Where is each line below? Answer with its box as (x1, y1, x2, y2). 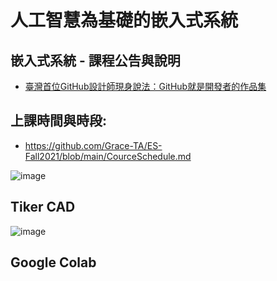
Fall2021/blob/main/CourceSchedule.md (24, 150, 192, 162)
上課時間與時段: (10, 112, 108, 130)
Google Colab (10, 254, 97, 271)
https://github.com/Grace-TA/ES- (24, 139, 163, 151)
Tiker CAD (10, 199, 76, 216)
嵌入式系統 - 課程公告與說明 (10, 52, 181, 69)
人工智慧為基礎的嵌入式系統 (10, 9, 239, 32)
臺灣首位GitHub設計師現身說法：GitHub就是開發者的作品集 (24, 81, 267, 92)
